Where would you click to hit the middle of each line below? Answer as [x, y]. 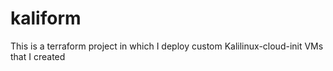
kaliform [46, 18]
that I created [38, 56]
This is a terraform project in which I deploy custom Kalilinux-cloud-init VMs [167, 46]
